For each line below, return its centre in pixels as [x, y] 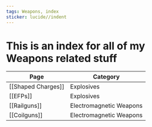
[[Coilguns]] [26, 115]
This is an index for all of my [76, 46]
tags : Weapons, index [33, 11]
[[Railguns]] [26, 106]
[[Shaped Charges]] [37, 87]
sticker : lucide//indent [36, 17]
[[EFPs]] [21, 96]
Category [107, 77]
